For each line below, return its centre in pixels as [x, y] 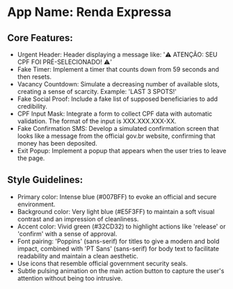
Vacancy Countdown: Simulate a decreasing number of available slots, [118, 84]
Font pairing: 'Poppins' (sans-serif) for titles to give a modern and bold [118, 241]
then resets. [34, 77]
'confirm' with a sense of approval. [67, 233]
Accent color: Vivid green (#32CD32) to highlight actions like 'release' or [121, 226]
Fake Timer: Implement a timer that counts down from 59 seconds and [118, 69]
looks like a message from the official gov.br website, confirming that [116, 136]
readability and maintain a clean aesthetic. [78, 256]
